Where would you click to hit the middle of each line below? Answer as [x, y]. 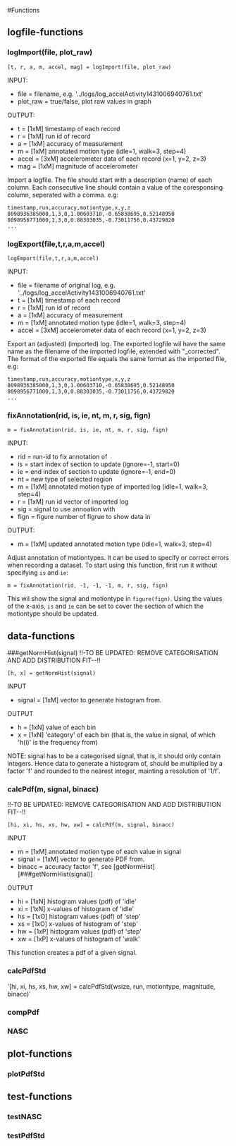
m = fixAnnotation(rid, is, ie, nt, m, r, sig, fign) [88, 430]
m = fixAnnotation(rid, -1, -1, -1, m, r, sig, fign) [88, 586]
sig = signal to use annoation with [66, 509]
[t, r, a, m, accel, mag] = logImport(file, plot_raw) [89, 67]
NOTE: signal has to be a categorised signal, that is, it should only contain [114, 756]
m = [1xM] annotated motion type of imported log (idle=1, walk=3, [113, 487]
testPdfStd [26, 1136]
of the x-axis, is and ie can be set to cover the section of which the [106, 606]
